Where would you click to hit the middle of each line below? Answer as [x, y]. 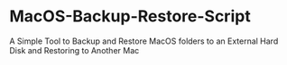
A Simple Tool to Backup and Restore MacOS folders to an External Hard [144, 41]
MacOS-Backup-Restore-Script [130, 16]
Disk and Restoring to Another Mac [74, 50]
